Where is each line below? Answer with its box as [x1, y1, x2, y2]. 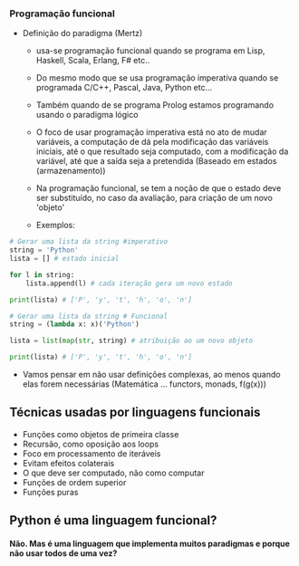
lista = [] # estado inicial [9, 254, 120, 264]
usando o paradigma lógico [35, 110, 139, 120]
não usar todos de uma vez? [9, 547, 118, 559]
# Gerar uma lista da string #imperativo [9, 237, 169, 246]
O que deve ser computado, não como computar [22, 467, 205, 478]
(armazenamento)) [35, 166, 106, 177]
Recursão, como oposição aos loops [22, 438, 159, 449]
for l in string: [9, 270, 75, 279]
